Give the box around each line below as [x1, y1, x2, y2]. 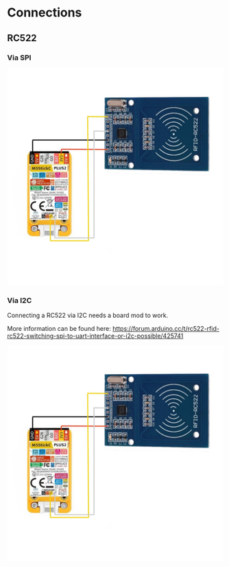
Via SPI [7, 53, 32, 62]
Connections [7, 5, 82, 21]
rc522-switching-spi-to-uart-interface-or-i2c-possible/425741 [7, 332, 184, 340]
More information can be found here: [7, 325, 111, 333]
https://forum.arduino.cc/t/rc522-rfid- [112, 325, 219, 333]
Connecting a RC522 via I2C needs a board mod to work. [7, 311, 169, 320]
